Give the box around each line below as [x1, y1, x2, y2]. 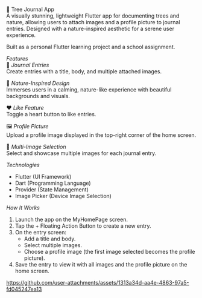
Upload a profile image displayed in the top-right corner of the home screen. [6, 131, 197, 139]
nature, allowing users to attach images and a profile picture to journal [6, 19, 180, 25]
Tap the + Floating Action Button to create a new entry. [14, 222, 152, 230]
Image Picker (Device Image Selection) [14, 193, 112, 199]
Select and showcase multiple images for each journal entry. [6, 150, 157, 157]
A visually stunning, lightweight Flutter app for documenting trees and [6, 12, 180, 19]
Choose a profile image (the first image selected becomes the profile [24, 248, 195, 255]
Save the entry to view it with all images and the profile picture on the [14, 261, 188, 268]
